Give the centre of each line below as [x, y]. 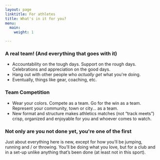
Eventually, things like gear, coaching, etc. [54, 80]
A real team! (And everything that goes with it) [61, 53]
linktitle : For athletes [30, 14]
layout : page [18, 10]
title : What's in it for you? [36, 19]
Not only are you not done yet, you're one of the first [68, 131]
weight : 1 [24, 32]
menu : [10, 23]
